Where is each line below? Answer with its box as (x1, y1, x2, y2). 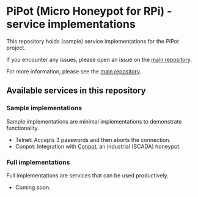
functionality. (6, 124, 40, 132)
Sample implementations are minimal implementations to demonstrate (6, 117, 182, 125)
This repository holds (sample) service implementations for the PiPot (6, 37, 179, 45)
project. (6, 44, 26, 51)
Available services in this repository (6, 86, 146, 96)
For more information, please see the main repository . (6, 67, 142, 75)
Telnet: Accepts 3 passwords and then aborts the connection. (15, 136, 171, 143)
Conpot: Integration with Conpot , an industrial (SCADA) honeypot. (15, 143, 182, 150)
